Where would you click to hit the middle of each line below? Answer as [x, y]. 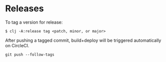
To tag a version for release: [34, 22]
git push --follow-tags [30, 55]
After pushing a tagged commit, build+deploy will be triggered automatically [83, 40]
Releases [24, 9]
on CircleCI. [17, 45]
